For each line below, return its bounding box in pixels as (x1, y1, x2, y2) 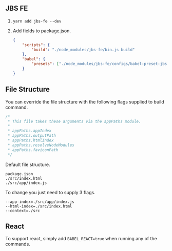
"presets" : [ (31, 61, 60, 67)
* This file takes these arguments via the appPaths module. (7, 119, 141, 124)
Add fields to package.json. (12, 28, 71, 34)
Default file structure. (5, 161, 50, 168)
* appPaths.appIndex (7, 128, 52, 134)
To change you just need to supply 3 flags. (5, 189, 96, 195)
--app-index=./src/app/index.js (5, 199, 74, 204)
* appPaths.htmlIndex (7, 138, 54, 143)
